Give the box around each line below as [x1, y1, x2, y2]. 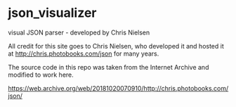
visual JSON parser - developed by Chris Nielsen [8, 28, 150, 37]
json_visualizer [8, 5, 97, 21]
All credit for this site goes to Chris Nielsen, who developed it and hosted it [8, 42, 224, 50]
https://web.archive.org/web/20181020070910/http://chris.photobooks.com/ [8, 84, 229, 92]
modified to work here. [8, 70, 74, 79]
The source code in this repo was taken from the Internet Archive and [8, 63, 209, 71]
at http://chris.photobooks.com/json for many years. [8, 49, 159, 58]
